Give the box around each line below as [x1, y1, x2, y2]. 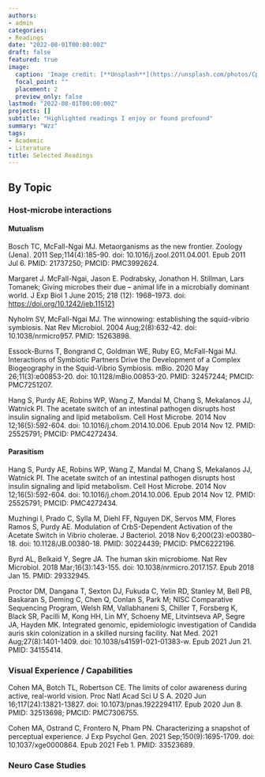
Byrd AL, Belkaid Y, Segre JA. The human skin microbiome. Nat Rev [8, 554, 227, 563]
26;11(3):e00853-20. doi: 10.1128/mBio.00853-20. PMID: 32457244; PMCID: [8, 371, 255, 381]
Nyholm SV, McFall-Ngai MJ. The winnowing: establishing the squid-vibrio [8, 314, 250, 324]
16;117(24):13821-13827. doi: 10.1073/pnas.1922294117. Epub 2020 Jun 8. [8, 699, 243, 709]
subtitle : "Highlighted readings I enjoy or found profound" [8, 115, 214, 123]
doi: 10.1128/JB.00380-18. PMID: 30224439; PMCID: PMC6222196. [19, 539, 236, 548]
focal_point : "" [15, 78, 69, 85]
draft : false [8, 48, 51, 56]
